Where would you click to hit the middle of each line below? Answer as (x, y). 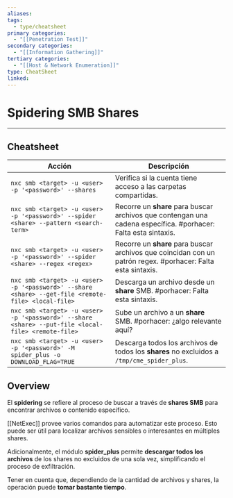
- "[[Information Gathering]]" (59, 53)
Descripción (169, 166)
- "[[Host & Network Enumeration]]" (66, 65)
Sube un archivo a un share (160, 313)
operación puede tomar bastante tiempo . (67, 487)
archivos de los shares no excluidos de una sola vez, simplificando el (106, 458)
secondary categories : (40, 46)
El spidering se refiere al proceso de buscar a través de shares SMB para (113, 402)
